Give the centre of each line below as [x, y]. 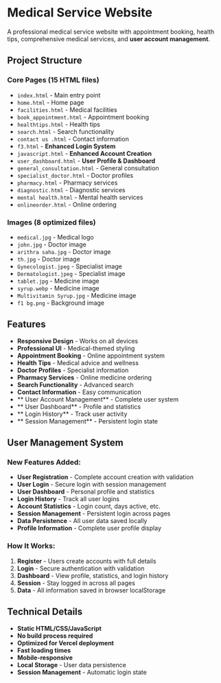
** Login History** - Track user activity [72, 414]
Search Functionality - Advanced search [75, 384]
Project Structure [45, 61]
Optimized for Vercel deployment [66, 643]
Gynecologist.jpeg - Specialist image [69, 266]
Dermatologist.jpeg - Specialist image [71, 273]
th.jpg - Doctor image [48, 259]
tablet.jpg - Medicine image [58, 281]
